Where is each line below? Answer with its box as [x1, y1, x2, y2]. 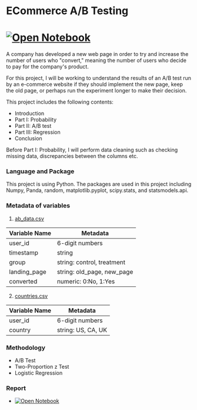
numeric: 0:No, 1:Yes [56, 277, 115, 285]
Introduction [14, 110, 45, 117]
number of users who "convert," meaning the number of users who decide [6, 57, 187, 64]
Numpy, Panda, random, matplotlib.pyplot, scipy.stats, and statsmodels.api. [6, 187, 189, 194]
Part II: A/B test [14, 123, 52, 130]
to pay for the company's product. [6, 63, 89, 70]
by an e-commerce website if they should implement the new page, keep [6, 81, 183, 88]
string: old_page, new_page [56, 267, 133, 276]
